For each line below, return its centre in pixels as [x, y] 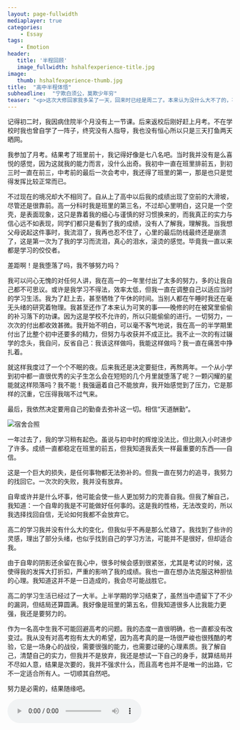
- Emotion [35, 47]
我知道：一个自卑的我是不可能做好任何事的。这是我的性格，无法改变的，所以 [120, 505]
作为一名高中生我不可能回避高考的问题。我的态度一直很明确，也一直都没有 [117, 629]
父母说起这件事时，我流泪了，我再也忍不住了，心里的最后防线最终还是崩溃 [117, 232]
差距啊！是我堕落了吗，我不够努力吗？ [64, 265]
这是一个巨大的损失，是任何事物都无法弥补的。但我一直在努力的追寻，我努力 [120, 472]
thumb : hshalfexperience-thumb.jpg [70, 80]
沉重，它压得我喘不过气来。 [60, 394]
